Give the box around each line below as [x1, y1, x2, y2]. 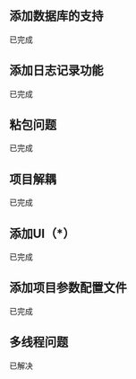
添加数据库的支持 [9, 8, 104, 24]
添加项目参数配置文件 [9, 280, 127, 295]
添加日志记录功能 [9, 63, 104, 78]
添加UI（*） [9, 225, 76, 241]
